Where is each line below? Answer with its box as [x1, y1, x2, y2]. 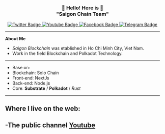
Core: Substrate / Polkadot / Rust [12, 85, 81, 91]
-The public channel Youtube [5, 121, 96, 130]
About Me [5, 36, 26, 42]
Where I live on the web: [5, 104, 81, 112]
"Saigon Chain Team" [56, 10, 109, 17]
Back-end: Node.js [12, 80, 50, 86]
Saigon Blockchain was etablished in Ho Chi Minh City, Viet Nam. [12, 45, 144, 51]
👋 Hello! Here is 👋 [61, 4, 104, 11]
